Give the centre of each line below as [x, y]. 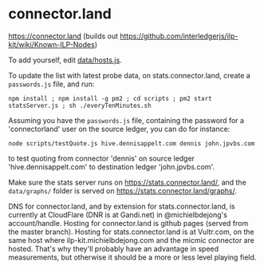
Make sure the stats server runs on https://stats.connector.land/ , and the [128, 182]
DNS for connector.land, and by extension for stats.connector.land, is [122, 206]
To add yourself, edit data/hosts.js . [65, 60]
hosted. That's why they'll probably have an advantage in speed [114, 248]
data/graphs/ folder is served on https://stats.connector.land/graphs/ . [123, 191]
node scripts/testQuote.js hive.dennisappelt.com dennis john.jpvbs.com [132, 143]
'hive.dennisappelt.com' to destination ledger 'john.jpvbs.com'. [112, 167]
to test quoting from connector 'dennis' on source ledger [102, 158]
